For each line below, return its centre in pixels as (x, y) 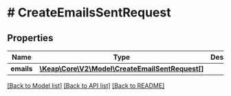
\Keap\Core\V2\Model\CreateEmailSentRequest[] (122, 69)
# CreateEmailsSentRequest (89, 13)
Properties (30, 38)
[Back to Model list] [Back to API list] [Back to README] (86, 86)
